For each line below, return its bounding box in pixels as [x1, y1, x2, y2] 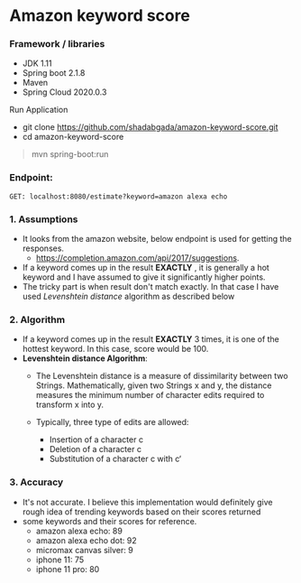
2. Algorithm [9, 313, 66, 326]
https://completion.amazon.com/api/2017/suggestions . [35, 253, 240, 264]
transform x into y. [35, 399, 105, 411]
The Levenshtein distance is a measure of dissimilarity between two [35, 371, 288, 382]
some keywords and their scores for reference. [22, 515, 197, 526]
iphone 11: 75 [35, 554, 85, 565]
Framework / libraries [9, 38, 105, 51]
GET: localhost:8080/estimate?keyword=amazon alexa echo [9, 191, 228, 201]
